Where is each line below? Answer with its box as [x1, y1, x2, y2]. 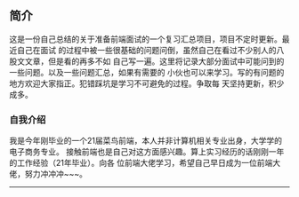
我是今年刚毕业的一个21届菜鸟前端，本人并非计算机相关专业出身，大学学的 [9, 136, 283, 146]
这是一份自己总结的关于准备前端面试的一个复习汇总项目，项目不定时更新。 [9, 34, 282, 44]
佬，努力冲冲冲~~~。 [9, 169, 87, 179]
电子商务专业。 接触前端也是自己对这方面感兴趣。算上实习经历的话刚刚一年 [9, 146, 285, 157]
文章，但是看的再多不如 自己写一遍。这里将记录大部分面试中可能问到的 [24, 56, 285, 67]
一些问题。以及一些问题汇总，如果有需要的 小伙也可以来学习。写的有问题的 [9, 67, 285, 77]
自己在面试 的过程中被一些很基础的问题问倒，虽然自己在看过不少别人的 [16, 44, 277, 55]
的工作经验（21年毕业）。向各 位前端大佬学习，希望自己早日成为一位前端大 [9, 158, 281, 169]
